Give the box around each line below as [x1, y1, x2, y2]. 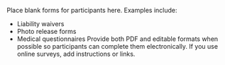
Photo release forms [16, 28, 77, 35]
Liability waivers [16, 20, 65, 28]
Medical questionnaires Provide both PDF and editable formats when [16, 35, 219, 43]
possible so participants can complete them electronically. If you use [16, 42, 218, 50]
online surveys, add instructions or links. [16, 49, 136, 58]
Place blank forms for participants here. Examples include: [6, 6, 178, 14]
